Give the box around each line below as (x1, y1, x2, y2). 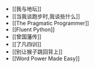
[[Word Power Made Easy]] (11, 55, 80, 62)
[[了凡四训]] (11, 41, 42, 48)
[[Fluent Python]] (11, 26, 55, 33)
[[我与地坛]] (11, 5, 42, 12)
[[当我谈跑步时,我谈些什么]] (11, 13, 80, 20)
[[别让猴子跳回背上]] (11, 48, 63, 55)
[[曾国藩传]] (11, 33, 42, 40)
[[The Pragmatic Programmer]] (11, 20, 90, 26)
